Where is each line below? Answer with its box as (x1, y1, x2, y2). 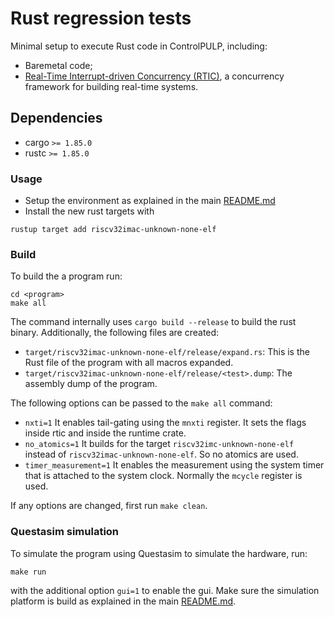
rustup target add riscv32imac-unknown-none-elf (10, 225, 217, 235)
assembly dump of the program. (24, 378, 158, 390)
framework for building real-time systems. (24, 80, 199, 92)
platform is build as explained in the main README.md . (10, 595, 237, 607)
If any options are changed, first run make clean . (10, 500, 208, 512)
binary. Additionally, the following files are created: (10, 327, 220, 339)
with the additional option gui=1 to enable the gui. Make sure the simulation (10, 584, 320, 596)
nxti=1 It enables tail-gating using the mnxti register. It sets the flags (24, 417, 307, 429)
